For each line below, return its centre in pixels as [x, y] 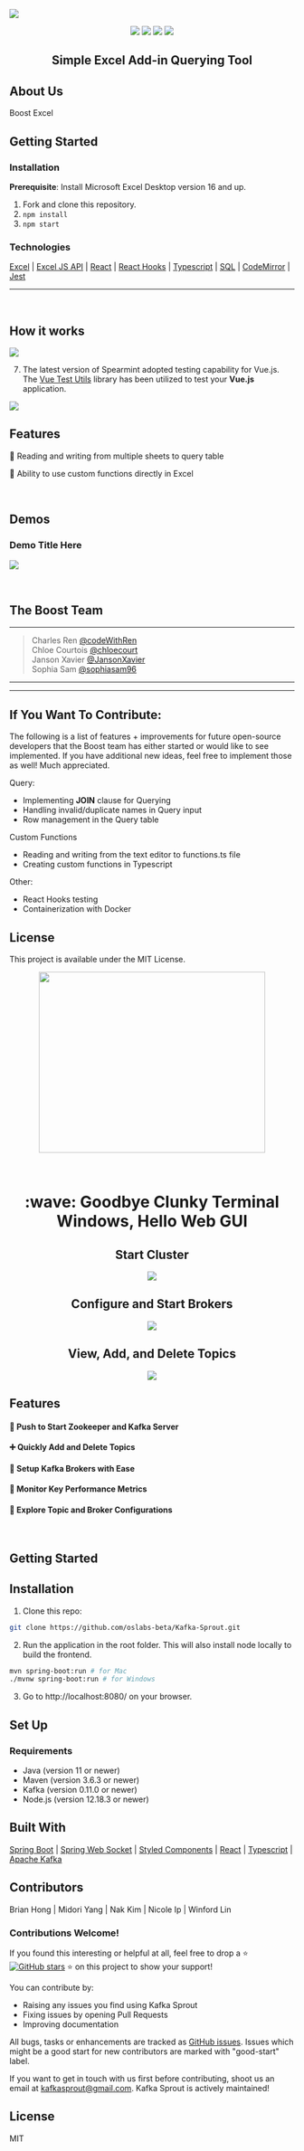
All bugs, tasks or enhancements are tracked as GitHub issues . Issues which [152, 2042]
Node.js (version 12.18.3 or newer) [85, 1799]
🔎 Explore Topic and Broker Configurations [91, 1510]
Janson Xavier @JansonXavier [88, 659]
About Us [36, 91]
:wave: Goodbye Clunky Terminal [152, 1202]
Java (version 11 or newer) [71, 1771]
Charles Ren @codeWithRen [84, 640]
